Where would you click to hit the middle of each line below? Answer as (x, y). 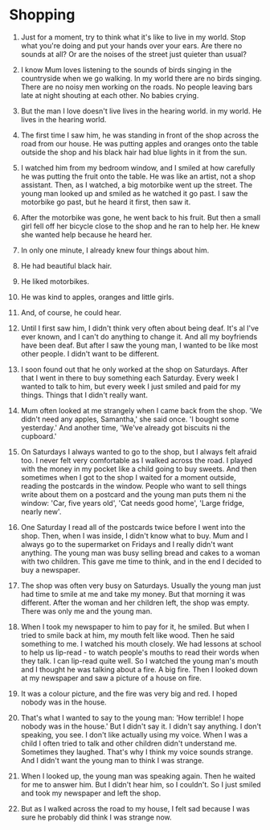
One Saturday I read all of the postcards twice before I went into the (133, 527)
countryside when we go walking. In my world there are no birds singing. (141, 78)
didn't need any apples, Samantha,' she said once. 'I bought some (130, 419)
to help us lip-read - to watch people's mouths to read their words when (140, 652)
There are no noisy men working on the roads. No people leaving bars (137, 87)
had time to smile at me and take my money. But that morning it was (133, 594)
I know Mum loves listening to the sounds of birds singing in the (126, 69)
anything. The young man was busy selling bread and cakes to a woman (140, 553)
